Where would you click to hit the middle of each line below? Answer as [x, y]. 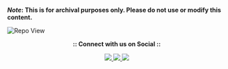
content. [20, 17]
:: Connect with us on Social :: [117, 44]
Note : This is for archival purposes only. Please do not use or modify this [114, 10]
